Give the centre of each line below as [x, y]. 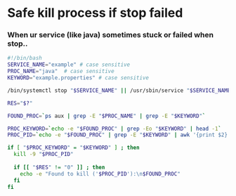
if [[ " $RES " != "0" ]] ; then [59, 167]
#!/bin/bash [25, 58]
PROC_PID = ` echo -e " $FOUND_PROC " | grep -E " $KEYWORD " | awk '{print [111, 135]
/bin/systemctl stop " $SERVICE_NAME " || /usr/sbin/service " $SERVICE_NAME [119, 90]
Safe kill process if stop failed [95, 13]
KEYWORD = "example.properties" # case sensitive [78, 78]
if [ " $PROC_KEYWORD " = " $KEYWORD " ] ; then [73, 148]
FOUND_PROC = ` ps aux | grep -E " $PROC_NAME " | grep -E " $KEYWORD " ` [106, 116]
